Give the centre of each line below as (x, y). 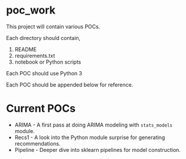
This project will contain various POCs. (53, 26)
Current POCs (41, 109)
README (26, 49)
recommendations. (37, 143)
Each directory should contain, (43, 38)
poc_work (31, 10)
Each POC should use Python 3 (44, 73)
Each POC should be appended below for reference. (70, 85)
